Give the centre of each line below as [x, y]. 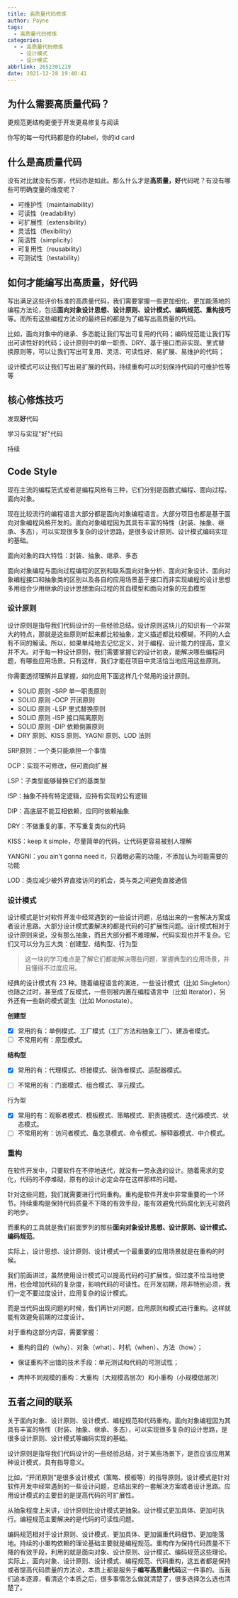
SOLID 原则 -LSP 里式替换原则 [62, 709]
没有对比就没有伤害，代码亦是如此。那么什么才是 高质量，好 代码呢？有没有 [116, 181]
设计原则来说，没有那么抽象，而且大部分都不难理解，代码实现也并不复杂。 [116, 935]
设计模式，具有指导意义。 [51, 1462]
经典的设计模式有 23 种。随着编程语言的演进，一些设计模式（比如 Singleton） [119, 983]
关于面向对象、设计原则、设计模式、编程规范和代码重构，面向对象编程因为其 [119, 1420]
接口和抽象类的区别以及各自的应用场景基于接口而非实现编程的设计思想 [128, 579]
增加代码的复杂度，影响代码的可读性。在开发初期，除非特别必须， [128, 1284]
